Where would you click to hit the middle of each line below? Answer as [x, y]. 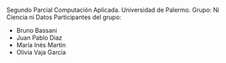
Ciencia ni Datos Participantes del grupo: [64, 17]
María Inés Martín [41, 45]
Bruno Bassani [37, 30]
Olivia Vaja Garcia [41, 52]
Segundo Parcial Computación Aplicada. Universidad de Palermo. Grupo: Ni [113, 10]
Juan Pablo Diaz [39, 38]
